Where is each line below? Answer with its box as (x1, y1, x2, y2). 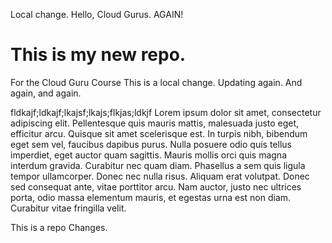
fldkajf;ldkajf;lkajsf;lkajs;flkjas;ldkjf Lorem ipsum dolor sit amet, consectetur (10, 106, 322, 118)
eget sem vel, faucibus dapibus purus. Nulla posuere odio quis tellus (10, 138, 292, 150)
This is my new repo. (10, 44, 187, 66)
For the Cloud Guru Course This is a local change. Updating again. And (10, 76, 303, 88)
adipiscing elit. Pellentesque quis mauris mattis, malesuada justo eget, (10, 117, 300, 129)
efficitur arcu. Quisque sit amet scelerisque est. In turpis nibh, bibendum (10, 127, 308, 139)
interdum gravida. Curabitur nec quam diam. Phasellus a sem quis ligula (10, 159, 306, 171)
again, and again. (10, 87, 82, 99)
